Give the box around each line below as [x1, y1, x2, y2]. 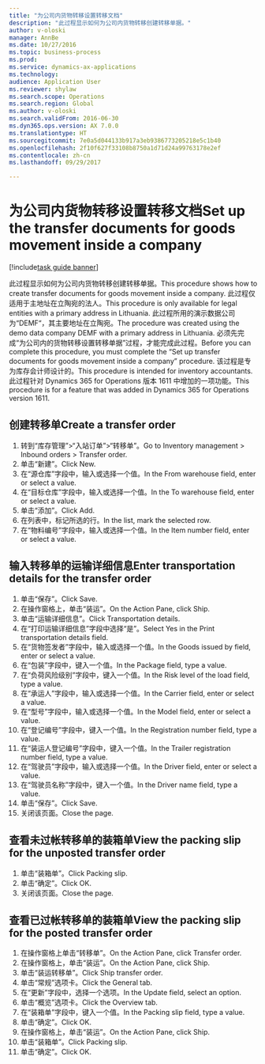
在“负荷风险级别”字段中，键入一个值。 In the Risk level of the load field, [20, 670, 251, 680]
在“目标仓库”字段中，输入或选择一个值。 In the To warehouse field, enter [20, 487, 255, 497]
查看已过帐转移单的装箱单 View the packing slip [9, 913, 241, 926]
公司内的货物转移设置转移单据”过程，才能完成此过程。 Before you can [25, 338, 252, 348]
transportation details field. [20, 632, 109, 642]
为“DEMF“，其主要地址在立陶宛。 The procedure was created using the [9, 318, 240, 328]
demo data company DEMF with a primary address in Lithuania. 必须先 [9, 328, 238, 338]
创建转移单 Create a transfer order [9, 418, 176, 432]
